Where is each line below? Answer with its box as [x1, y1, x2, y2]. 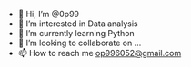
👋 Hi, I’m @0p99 [17, 9, 80, 19]
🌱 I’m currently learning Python [17, 28, 135, 38]
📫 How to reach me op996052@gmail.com [17, 48, 182, 58]
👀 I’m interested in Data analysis [17, 18, 138, 29]
